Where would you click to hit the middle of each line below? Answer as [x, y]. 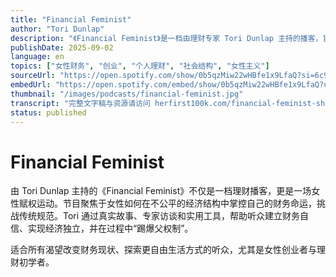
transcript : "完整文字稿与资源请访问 [80, 103]
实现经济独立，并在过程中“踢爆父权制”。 [110, 228]
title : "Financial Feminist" [71, 19]
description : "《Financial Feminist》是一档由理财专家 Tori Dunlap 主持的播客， [166, 38]
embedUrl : [31, 85]
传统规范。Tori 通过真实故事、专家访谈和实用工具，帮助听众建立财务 [159, 216]
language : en [37, 57]
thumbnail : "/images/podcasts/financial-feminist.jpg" [127, 94]
